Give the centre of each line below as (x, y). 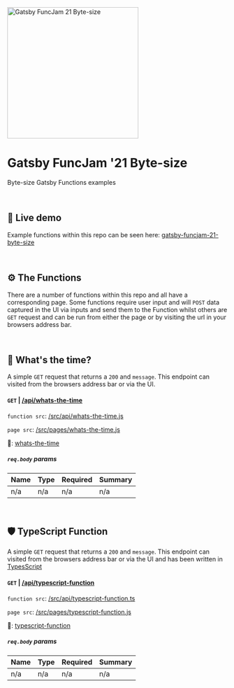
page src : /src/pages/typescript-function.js (69, 612)
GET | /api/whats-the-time (45, 400)
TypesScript (25, 567)
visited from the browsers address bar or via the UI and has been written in (115, 559)
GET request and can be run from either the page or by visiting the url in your (117, 317)
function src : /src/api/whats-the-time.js (65, 416)
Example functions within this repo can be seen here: (84, 234)
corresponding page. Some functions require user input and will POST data (114, 302)
